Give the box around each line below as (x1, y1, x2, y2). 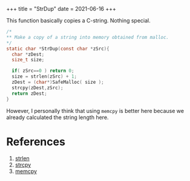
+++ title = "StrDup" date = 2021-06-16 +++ (6, 5, 117, 12)
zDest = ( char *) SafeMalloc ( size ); (11, 79, 104, 85)
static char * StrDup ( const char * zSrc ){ (6, 46, 110, 52)
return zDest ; (11, 90, 47, 97)
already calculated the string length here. (6, 114, 109, 121)
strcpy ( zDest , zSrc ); (11, 84, 64, 90)
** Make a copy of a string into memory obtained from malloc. (6, 34, 169, 40)
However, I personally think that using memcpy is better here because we (6, 107, 185, 114)
